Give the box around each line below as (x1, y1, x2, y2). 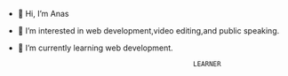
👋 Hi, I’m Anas (17, 9, 69, 19)
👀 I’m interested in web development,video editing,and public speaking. (17, 26, 280, 35)
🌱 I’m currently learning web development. (17, 42, 173, 53)
